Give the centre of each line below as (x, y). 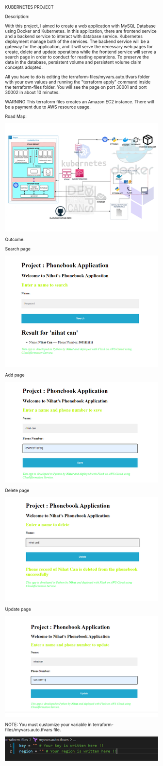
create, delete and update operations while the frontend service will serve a (81, 52)
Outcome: (15, 239)
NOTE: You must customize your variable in (49, 725)
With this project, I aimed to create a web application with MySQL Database (81, 26)
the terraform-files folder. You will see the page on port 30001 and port (76, 87)
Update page (18, 609)
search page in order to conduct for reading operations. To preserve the (77, 57)
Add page (15, 375)
